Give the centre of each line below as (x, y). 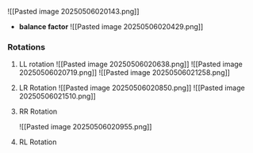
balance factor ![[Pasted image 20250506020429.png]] (111, 26)
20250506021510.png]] (57, 96)
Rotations (26, 47)
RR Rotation (38, 112)
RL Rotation (38, 142)
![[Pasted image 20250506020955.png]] (85, 127)
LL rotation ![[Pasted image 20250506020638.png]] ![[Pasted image (130, 64)
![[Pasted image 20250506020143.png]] (73, 11)
